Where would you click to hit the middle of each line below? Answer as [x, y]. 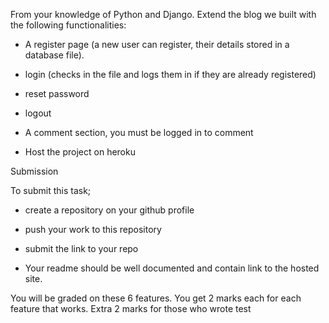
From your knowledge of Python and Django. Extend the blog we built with [163, 14]
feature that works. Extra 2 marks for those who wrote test [131, 308]
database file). [54, 55]
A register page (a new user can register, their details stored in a [157, 44]
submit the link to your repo [81, 248]
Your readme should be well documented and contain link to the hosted [172, 268]
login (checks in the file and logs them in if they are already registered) [170, 74]
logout [38, 113]
